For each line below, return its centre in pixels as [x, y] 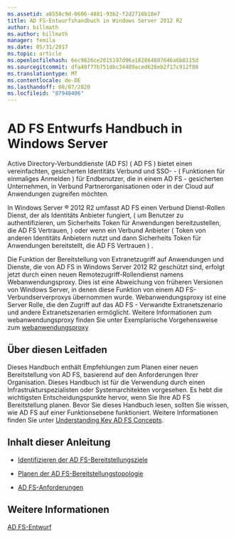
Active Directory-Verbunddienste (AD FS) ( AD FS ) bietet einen [100, 164]
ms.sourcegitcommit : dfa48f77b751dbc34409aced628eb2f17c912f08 [103, 67]
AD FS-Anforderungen [50, 487]
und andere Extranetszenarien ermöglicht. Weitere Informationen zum [109, 312]
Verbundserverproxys [39, 297]
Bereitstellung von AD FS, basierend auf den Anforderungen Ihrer [103, 374]
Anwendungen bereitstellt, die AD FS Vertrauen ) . [80, 246]
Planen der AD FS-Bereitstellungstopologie [80, 473]
